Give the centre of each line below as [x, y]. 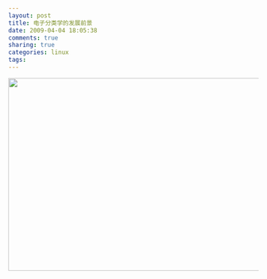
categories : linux [39, 52]
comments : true [33, 38]
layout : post [30, 15]
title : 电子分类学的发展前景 [50, 23]
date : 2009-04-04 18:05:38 [53, 30]
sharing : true [32, 45]
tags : [17, 60]
